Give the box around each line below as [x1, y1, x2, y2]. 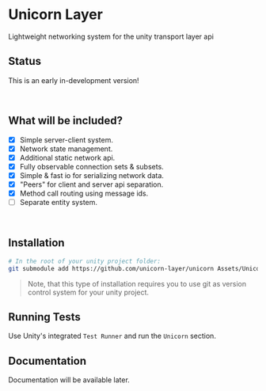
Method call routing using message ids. [19, 188, 149, 198]
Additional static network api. [19, 153, 116, 162]
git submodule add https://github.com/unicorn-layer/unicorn [8, 264, 215, 272]
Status [8, 55, 42, 68]
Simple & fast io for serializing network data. [19, 170, 165, 180]
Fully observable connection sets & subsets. [19, 161, 164, 171]
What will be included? [8, 114, 123, 127]
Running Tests [8, 310, 81, 324]
